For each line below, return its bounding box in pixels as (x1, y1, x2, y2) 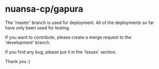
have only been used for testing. (5, 24, 70, 30)
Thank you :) (5, 58, 31, 64)
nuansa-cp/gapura (5, 3, 83, 15)
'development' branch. (5, 39, 51, 45)
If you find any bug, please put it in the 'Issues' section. (5, 49, 116, 55)
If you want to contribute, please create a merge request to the (5, 34, 132, 40)
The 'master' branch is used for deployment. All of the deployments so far (5, 20, 154, 25)
